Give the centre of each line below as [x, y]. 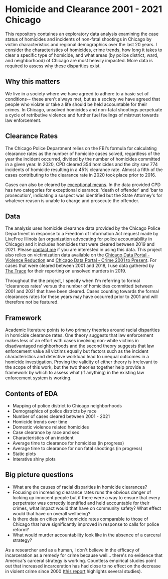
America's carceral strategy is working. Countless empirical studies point [81, 560]
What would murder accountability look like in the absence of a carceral [87, 535]
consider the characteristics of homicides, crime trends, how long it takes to [84, 50]
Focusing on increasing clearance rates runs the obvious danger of [82, 492]
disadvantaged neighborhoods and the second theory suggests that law [80, 346]
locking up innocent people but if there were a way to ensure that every [86, 497]
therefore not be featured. [32, 302]
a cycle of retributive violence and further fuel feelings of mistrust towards [82, 115]
